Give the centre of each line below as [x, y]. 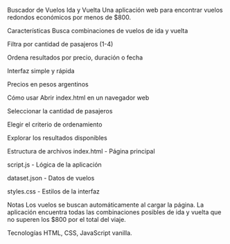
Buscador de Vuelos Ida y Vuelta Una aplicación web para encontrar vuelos [115, 10]
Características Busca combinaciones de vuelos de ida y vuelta [98, 31]
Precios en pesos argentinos [48, 84]
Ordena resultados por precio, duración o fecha [75, 57]
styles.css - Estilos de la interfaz [54, 191]
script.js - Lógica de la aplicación [54, 165]
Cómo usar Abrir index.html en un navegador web [78, 97]
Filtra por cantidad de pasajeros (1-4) [60, 44]
